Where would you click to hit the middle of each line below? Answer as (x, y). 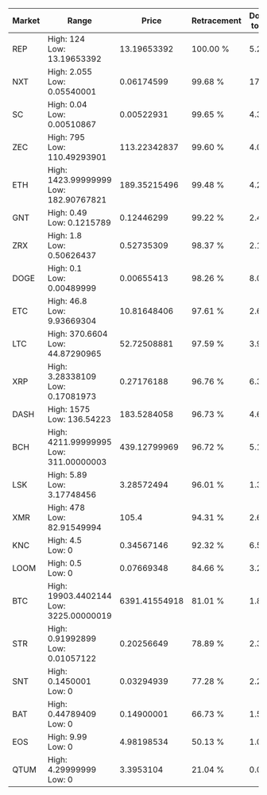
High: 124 (66, 39)
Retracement (217, 21)
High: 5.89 (67, 475)
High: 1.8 (64, 235)
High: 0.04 (67, 104)
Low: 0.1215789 (79, 223)
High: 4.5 (64, 540)
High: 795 (66, 137)
